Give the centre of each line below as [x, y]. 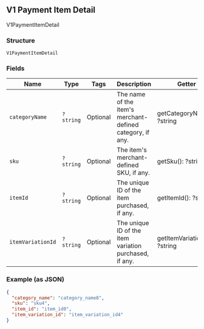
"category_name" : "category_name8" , [58, 298]
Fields [15, 68]
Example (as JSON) [36, 280]
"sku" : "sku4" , [31, 303]
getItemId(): [174, 198]
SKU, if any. [133, 173]
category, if [133, 132]
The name [131, 94]
